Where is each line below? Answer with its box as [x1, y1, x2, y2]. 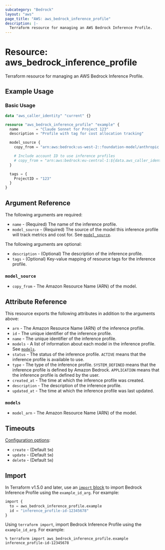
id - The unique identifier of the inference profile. [12, 331, 112, 337]
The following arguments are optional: [5, 241, 82, 247]
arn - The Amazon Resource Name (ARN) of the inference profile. [12, 325, 145, 331]
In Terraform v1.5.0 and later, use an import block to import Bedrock [5, 484, 142, 490]
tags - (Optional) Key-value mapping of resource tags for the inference [12, 256, 156, 262]
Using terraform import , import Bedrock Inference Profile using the [5, 522, 141, 527]
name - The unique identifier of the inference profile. [12, 336, 117, 341]
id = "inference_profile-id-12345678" [9, 508, 89, 513]
